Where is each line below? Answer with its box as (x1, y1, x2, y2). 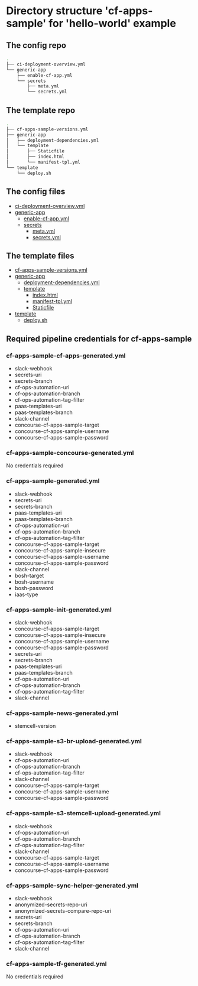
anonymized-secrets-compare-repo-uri (14, 907, 112, 915)
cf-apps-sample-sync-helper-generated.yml (6, 881, 139, 890)
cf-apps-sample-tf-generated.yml (6, 960, 107, 968)
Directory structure (6, 4, 103, 18)
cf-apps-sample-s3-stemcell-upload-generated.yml (6, 809, 161, 818)
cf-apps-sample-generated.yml (6, 477, 100, 485)
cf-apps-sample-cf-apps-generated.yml (6, 352, 126, 360)
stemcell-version (14, 723, 56, 730)
